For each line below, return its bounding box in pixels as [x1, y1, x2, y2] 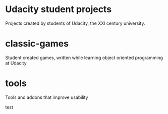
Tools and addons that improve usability [5, 94, 88, 100]
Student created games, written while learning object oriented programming [5, 54, 163, 61]
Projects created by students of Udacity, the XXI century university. [5, 20, 145, 26]
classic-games [5, 38, 69, 49]
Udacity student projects [5, 4, 112, 15]
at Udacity [5, 60, 27, 66]
